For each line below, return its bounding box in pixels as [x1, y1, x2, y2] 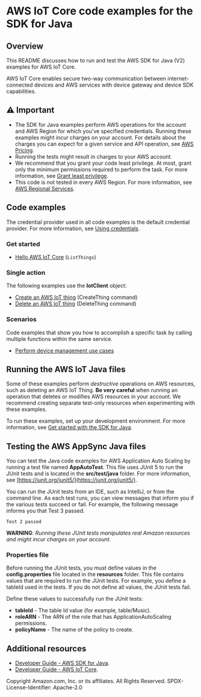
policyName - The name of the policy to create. [14, 626, 134, 633]
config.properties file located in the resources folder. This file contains [6, 571, 184, 578]
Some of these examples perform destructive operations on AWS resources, [6, 380, 196, 387]
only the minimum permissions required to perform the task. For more [14, 165, 188, 173]
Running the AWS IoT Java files [6, 364, 126, 374]
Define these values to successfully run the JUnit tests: [6, 595, 143, 603]
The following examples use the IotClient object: [6, 282, 127, 289]
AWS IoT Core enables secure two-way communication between [6, 75, 167, 82]
